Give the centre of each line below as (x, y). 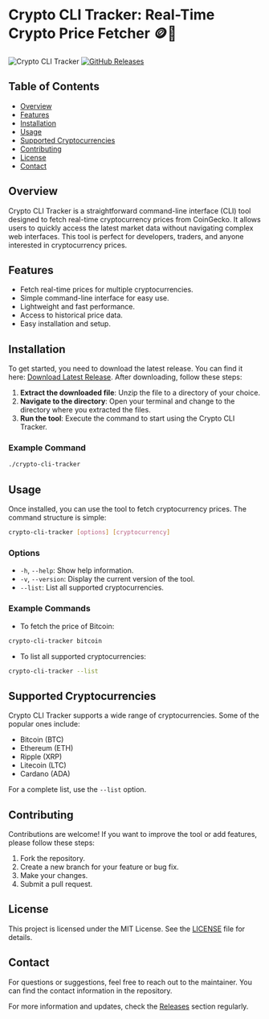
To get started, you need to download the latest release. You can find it (126, 369)
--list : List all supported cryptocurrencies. (92, 588)
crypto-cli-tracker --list (53, 671)
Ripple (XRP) (41, 757)
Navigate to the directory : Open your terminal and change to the (127, 401)
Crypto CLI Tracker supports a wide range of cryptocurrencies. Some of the (134, 715)
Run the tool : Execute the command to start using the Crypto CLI (127, 418)
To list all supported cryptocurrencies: (83, 656)
